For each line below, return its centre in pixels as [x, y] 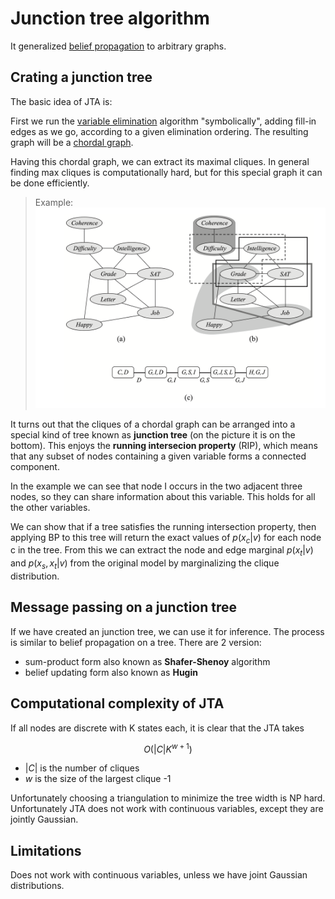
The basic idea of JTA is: [61, 101]
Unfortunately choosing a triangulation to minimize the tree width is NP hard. [168, 798]
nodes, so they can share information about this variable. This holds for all [163, 496]
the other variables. [50, 507]
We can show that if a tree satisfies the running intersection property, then [163, 526]
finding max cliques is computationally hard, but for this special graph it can [166, 172]
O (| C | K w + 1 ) [168, 748]
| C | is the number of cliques [82, 768]
